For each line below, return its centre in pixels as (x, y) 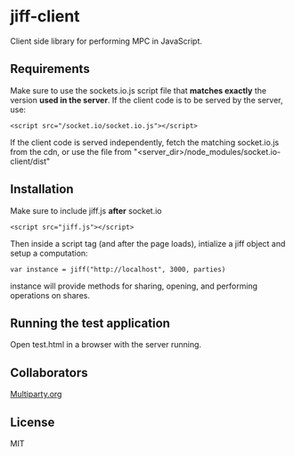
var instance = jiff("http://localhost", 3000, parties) (118, 269)
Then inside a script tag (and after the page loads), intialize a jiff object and (148, 243)
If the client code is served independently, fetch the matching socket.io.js (145, 142)
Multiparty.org (36, 395)
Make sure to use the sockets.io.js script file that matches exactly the (138, 90)
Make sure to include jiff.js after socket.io (86, 210)
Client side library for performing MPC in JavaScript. (106, 41)
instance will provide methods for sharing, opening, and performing (134, 286)
